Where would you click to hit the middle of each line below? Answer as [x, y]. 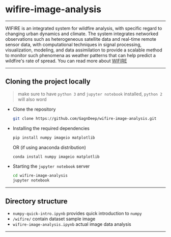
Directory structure [36, 201]
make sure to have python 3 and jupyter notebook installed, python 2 [90, 94]
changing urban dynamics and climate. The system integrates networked [82, 34]
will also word [32, 99]
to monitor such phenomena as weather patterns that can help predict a [81, 55]
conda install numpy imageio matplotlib [56, 156]
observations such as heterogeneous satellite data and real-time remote [81, 39]
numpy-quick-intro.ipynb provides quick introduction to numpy [77, 213]
